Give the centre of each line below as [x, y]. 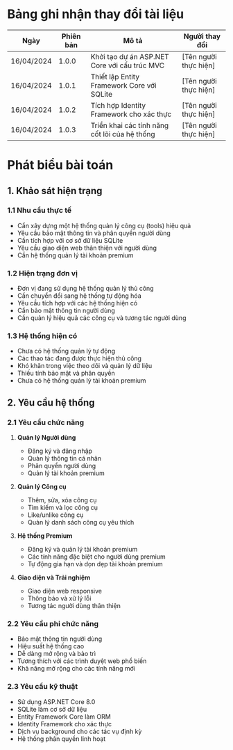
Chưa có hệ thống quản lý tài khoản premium [82, 381]
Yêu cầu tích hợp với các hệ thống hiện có [77, 303]
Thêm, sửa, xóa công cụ [62, 500]
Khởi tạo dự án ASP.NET [130, 56]
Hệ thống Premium [45, 536]
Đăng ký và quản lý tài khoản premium [83, 550]
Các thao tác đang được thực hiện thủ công [79, 358]
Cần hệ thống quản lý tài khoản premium [75, 255]
